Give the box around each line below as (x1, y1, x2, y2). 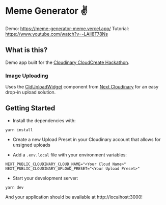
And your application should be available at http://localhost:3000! (5, 194, 143, 200)
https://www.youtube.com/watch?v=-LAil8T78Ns (5, 31, 108, 37)
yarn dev (5, 185, 24, 190)
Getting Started (5, 104, 56, 112)
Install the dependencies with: (12, 117, 76, 124)
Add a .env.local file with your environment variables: (12, 151, 127, 157)
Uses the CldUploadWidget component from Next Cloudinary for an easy (5, 84, 159, 90)
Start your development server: (12, 175, 78, 181)
